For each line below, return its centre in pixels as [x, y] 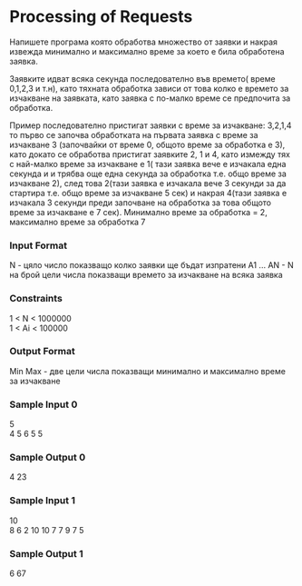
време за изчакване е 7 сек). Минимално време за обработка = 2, [138, 212]
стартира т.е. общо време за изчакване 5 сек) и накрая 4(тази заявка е [148, 193]
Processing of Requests [101, 17]
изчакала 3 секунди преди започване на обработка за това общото [141, 203]
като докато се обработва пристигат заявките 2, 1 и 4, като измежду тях [150, 154]
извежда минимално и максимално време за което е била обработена [147, 51]
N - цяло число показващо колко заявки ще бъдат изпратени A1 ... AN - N [151, 265]
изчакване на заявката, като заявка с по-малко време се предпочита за [150, 98]
